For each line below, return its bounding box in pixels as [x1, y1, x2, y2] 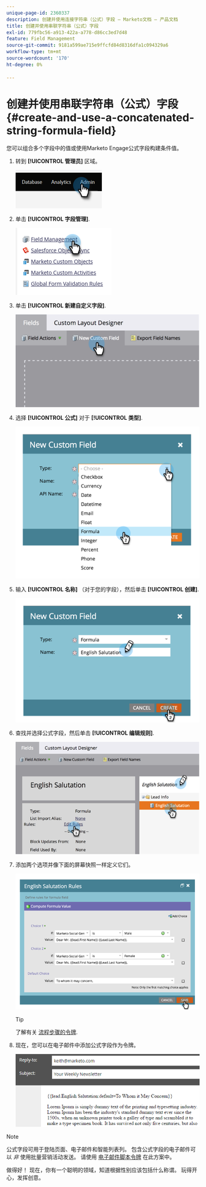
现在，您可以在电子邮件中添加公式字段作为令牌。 [15, 1042, 139, 1049]
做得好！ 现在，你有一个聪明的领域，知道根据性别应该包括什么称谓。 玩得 [6, 1166, 192, 1174]
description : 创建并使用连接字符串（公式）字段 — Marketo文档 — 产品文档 [6, 16, 178, 23]
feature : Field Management [6, 36, 75, 42]
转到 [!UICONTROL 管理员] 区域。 [15, 157, 101, 165]
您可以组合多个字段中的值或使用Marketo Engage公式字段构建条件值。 [6, 145, 183, 152]
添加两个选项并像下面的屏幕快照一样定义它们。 [15, 861, 134, 868]
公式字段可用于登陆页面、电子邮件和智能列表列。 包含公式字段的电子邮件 [6, 1146, 191, 1153]
